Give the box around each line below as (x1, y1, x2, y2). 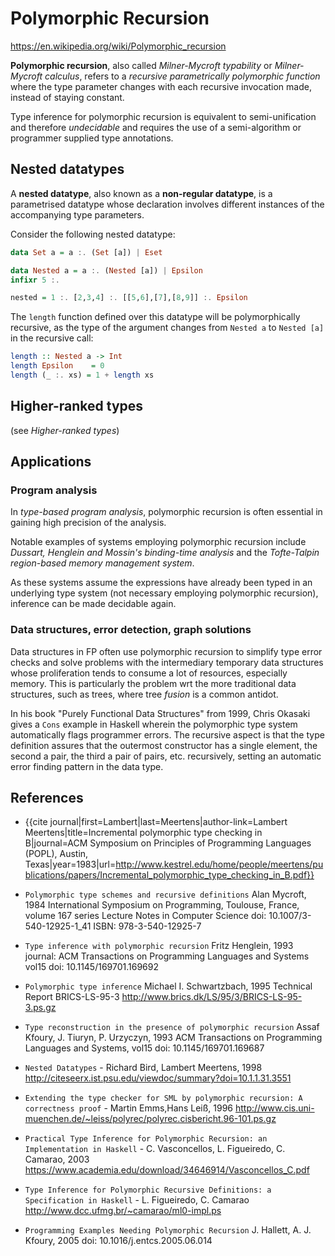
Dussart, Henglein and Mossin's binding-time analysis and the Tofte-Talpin (10, 547, 320, 559)
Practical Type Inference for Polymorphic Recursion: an (24, 1134, 268, 1144)
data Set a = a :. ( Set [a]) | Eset (10, 247, 163, 257)
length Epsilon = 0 (10, 361, 105, 371)
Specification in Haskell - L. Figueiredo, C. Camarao (24, 1194, 250, 1206)
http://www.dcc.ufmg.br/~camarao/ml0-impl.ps (24, 1205, 222, 1217)
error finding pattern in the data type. (10, 760, 164, 772)
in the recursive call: (10, 332, 94, 344)
